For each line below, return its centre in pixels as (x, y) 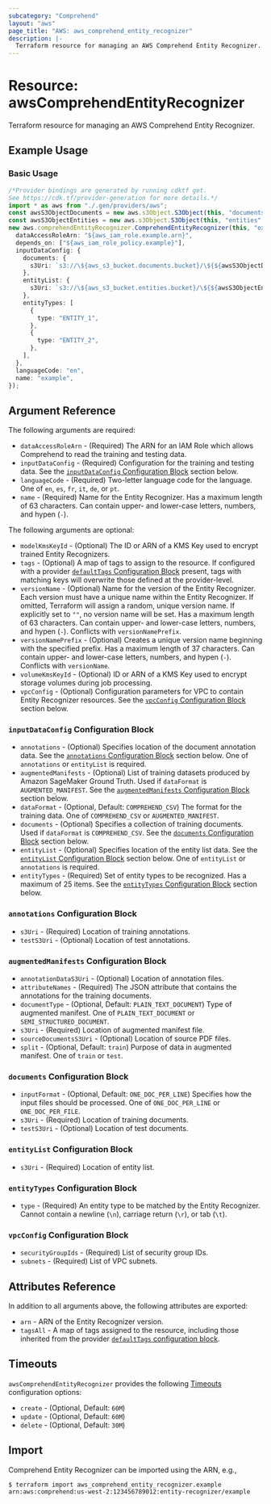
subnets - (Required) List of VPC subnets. (89, 1261)
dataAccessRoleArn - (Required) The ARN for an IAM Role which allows (137, 446)
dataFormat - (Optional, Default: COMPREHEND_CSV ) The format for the (131, 807)
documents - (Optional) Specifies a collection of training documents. (131, 824)
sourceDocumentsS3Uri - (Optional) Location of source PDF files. (125, 1039)
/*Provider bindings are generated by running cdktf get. (108, 191)
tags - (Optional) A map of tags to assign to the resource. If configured (138, 563)
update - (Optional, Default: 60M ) (73, 1416)
